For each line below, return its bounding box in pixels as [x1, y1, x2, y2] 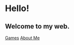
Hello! [5, 3, 30, 14]
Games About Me [5, 35, 40, 41]
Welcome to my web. [5, 22, 70, 30]
